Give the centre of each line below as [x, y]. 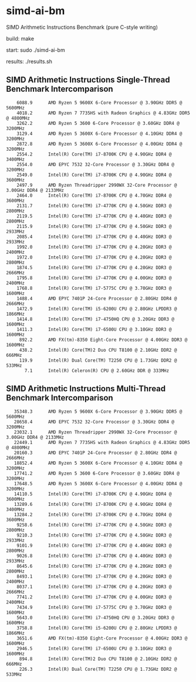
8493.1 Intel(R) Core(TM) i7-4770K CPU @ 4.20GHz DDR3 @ [94, 576]
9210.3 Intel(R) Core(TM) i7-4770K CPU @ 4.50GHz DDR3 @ [94, 535]
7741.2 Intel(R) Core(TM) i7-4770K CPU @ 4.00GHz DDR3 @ [94, 597]
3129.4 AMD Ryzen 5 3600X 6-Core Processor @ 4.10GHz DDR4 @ [99, 134]
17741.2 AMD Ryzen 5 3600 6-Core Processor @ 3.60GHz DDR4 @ [97, 473]
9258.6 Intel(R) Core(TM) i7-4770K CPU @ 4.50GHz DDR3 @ [94, 525]
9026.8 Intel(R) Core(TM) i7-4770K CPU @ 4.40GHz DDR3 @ [94, 556]
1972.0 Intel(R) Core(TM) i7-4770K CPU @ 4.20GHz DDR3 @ [94, 257]
